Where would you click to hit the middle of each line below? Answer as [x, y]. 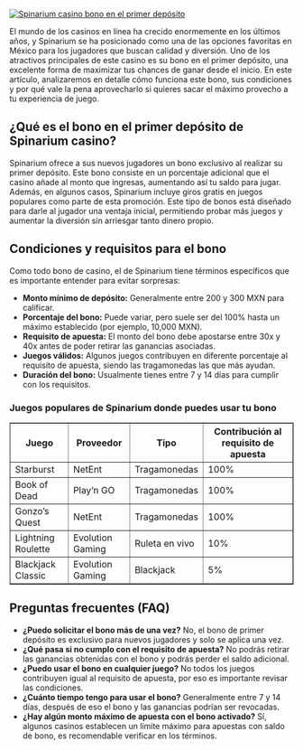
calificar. [38, 307]
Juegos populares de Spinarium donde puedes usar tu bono [143, 408]
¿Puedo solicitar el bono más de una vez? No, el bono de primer [143, 630]
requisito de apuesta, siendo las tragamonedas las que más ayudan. [149, 365]
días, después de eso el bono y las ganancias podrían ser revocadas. [151, 707]
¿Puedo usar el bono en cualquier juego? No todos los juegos [138, 668]
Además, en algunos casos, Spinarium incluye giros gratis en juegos [136, 192]
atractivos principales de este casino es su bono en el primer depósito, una [149, 60]
